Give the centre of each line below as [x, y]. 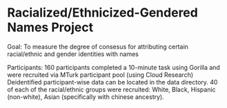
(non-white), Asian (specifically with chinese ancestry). [86, 97]
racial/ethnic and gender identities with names [73, 54]
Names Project [50, 27]
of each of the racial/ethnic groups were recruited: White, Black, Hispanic [111, 89]
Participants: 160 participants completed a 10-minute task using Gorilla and [114, 67]
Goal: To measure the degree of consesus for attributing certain [98, 46]
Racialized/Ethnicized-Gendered [102, 13]
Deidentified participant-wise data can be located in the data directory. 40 [112, 82]
